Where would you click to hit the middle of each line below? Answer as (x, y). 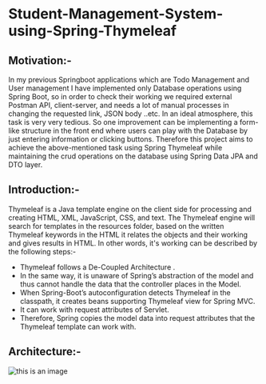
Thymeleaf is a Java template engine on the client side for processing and (130, 209)
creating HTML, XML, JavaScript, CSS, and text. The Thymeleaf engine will (132, 218)
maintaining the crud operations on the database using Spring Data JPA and (133, 156)
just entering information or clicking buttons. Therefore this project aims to (131, 139)
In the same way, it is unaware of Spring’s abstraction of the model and (137, 275)
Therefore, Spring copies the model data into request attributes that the (137, 318)
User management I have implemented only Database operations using (125, 88)
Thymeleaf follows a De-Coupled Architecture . (97, 267)
